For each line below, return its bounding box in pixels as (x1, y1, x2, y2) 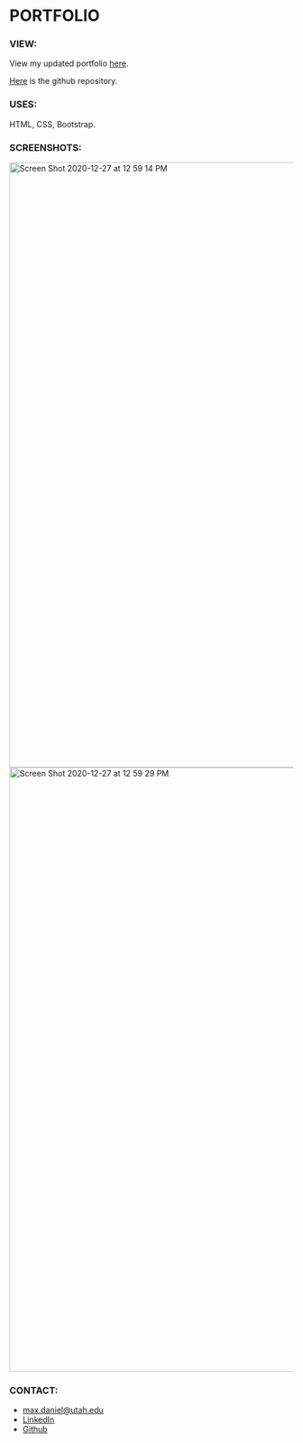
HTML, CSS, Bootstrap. (9, 118, 96, 129)
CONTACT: (9, 1384, 59, 1396)
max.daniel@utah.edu (22, 1405, 104, 1416)
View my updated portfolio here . (9, 58, 129, 69)
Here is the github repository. (9, 76, 118, 87)
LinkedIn (22, 1414, 55, 1425)
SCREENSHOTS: (9, 141, 82, 154)
